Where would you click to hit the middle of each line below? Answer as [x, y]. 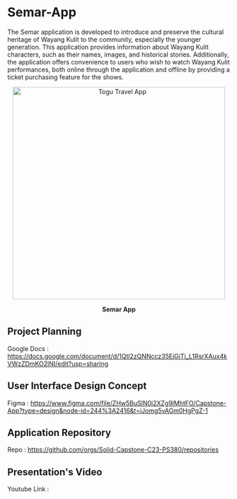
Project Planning [45, 332]
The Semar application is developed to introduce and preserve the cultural [116, 32]
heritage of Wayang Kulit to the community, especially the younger [104, 39]
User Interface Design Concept [77, 386]
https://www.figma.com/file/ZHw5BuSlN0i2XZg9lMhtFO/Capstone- [129, 403]
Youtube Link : [28, 489]
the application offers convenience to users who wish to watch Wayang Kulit [118, 62]
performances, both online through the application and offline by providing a [118, 69]
